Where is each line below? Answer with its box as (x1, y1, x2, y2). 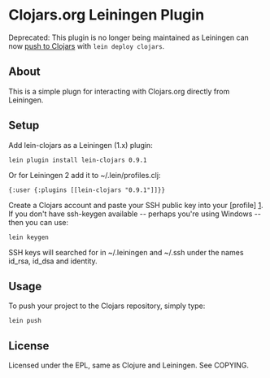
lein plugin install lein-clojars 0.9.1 (8, 156, 148, 164)
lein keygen (8, 233, 49, 241)
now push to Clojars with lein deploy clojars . (8, 41, 165, 50)
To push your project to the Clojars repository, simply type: (8, 301, 206, 311)
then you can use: (8, 217, 69, 227)
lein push (8, 317, 42, 325)
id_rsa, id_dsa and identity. (8, 256, 98, 266)
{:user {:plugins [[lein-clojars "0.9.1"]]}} (8, 185, 165, 194)
